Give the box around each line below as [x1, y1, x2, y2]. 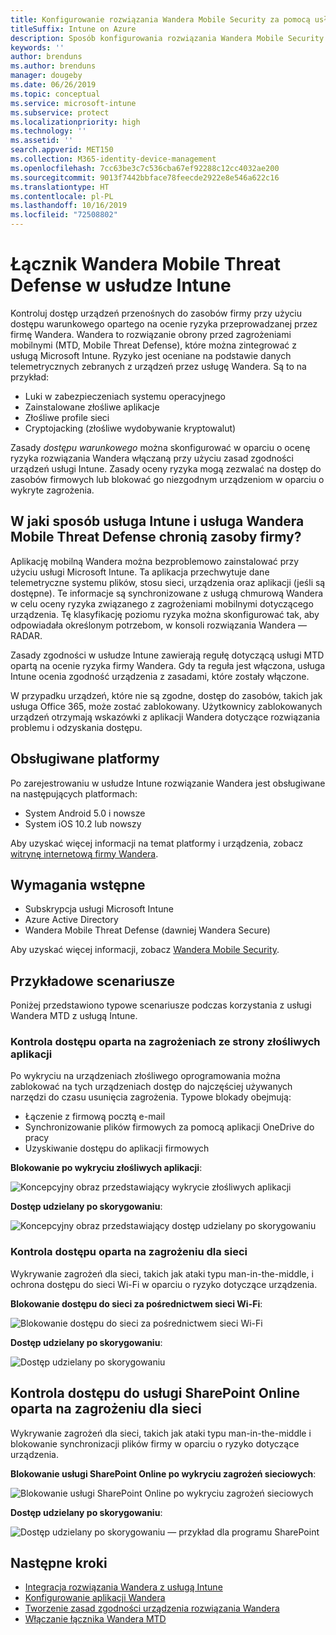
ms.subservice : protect [10, 107, 110, 118]
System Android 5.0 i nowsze [24, 807, 146, 819]
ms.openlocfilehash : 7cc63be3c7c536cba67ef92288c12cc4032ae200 [10, 163, 280, 173]
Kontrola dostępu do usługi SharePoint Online [10, 1385, 300, 1402]
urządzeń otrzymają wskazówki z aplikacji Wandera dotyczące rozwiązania [10, 711, 321, 723]
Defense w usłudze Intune [10, 274, 232, 297]
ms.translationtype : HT [10, 182, 110, 192]
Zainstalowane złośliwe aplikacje [24, 401, 160, 413]
